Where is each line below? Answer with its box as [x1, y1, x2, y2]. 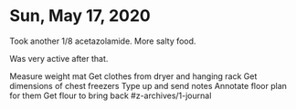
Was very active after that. [9, 53, 109, 64]
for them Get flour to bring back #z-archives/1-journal [9, 90, 212, 101]
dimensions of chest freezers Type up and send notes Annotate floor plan [9, 80, 288, 91]
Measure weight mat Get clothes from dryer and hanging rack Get [9, 70, 258, 82]
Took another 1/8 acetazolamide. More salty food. [9, 35, 196, 46]
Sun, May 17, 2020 [9, 5, 151, 26]
